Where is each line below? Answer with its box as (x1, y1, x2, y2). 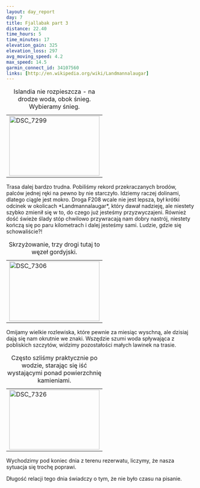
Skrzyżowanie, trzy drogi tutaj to (8, 240, 100, 249)
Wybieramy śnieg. (29, 103, 80, 111)
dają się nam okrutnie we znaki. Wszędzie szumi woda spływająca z (6, 335, 175, 343)
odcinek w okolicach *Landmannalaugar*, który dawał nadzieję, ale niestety (6, 203, 194, 210)
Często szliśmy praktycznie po (11, 354, 98, 362)
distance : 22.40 (6, 25, 47, 32)
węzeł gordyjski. (31, 248, 77, 256)
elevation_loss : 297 (6, 48, 58, 54)
